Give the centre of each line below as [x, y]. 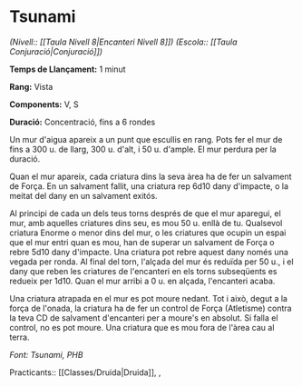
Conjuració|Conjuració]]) [56, 51]
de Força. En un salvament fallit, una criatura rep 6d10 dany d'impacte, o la [149, 186]
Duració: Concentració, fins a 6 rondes [83, 122]
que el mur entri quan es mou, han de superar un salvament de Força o [142, 242]
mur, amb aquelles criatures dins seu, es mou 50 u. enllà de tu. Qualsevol [146, 223]
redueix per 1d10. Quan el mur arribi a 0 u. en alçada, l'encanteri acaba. [142, 281]
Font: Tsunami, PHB [46, 354]
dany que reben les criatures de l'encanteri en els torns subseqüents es [143, 271]
